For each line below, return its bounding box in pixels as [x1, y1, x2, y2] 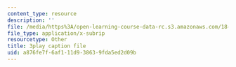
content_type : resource [7, 10, 77, 17]
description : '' [7, 17, 55, 24]
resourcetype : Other [7, 36, 68, 43]
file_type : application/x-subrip [7, 29, 105, 37]
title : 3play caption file [7, 43, 86, 50]
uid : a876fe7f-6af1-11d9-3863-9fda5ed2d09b [7, 50, 137, 57]
